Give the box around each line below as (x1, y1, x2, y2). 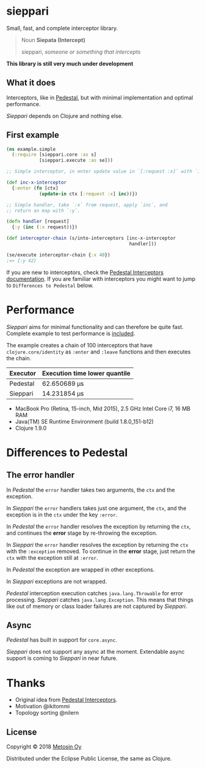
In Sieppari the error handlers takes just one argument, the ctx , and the (6, 504, 187, 512)
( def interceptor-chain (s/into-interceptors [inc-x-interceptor (6, 235, 176, 242)
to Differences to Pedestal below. (6, 281, 94, 289)
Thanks (6, 676, 46, 690)
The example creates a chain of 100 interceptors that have (6, 341, 153, 349)
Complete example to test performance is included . (6, 330, 135, 337)
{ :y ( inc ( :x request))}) (12, 224, 78, 230)
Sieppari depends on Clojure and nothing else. (6, 112, 123, 120)
